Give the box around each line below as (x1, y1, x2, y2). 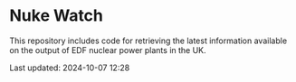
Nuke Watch (9, 5, 104, 26)
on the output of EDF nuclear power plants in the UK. (9, 44, 206, 55)
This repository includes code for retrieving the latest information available (9, 35, 288, 46)
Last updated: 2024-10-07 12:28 (9, 62, 130, 73)
